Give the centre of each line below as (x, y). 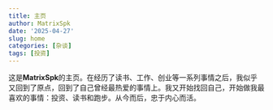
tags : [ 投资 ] (29, 53)
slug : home (27, 38)
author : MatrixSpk (39, 23)
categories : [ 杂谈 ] (40, 46)
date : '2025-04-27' (41, 31)
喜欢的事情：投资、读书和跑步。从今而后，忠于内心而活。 (104, 97)
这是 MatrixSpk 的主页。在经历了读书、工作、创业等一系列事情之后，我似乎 (133, 77)
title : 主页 (27, 16)
